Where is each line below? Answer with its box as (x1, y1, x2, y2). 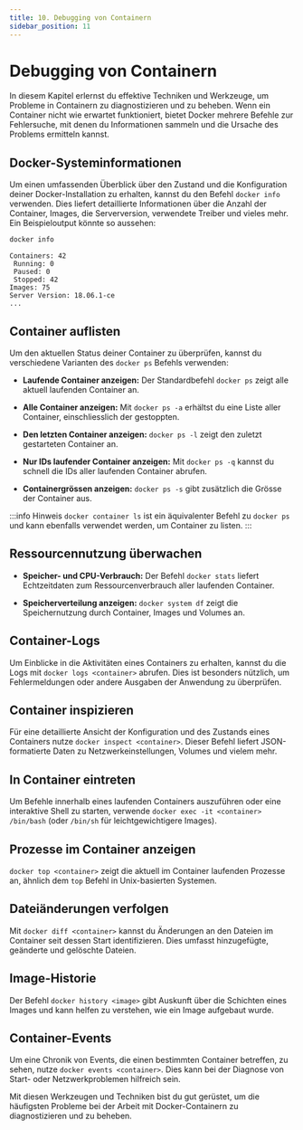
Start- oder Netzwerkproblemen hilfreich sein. (9, 1074, 181, 1085)
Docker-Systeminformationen (9, 155, 183, 170)
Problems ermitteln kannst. (9, 128, 110, 140)
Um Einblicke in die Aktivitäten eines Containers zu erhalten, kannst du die (9, 657, 287, 668)
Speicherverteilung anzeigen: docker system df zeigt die (22, 597, 239, 608)
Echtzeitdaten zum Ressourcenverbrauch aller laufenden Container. (22, 580, 275, 591)
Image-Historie (9, 971, 97, 986)
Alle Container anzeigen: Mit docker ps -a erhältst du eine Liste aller (22, 402, 281, 413)
